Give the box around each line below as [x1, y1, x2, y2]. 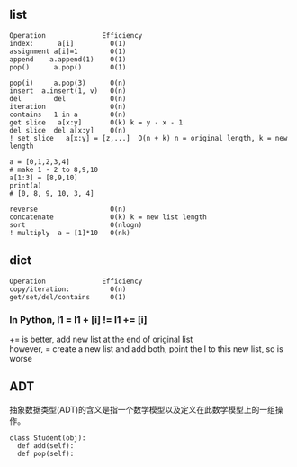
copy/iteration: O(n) [9, 284, 127, 294]
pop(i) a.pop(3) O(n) [9, 78, 127, 87]
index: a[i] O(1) [9, 39, 127, 48]
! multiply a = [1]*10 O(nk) [9, 228, 130, 237]
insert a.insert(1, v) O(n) [9, 86, 127, 96]
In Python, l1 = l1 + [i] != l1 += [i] [9, 313, 148, 325]
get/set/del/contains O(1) [9, 292, 127, 301]
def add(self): [17, 441, 75, 450]
